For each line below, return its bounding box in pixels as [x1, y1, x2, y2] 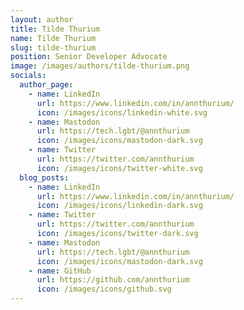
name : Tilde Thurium [10, 33, 97, 43]
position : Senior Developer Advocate [10, 52, 168, 62]
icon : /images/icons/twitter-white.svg [36, 163, 203, 173]
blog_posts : [19, 172, 70, 183]
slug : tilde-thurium [10, 42, 97, 53]
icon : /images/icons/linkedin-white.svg [36, 107, 208, 118]
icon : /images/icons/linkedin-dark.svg [36, 201, 203, 211]
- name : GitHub [28, 266, 92, 276]
